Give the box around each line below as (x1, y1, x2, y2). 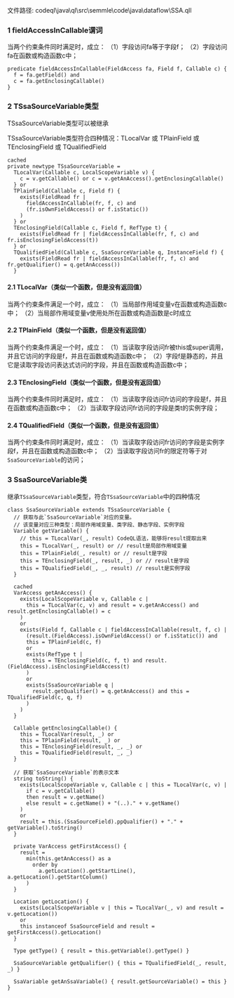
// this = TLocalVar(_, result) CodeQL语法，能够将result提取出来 (20, 535, 207, 542)
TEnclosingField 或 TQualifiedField (7, 143, 107, 151)
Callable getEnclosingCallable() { (13, 725, 118, 732)
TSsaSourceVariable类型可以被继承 (7, 119, 109, 127)
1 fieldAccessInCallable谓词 (7, 25, 103, 35)
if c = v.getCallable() (25, 787, 96, 794)
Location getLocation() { (13, 898, 90, 905)
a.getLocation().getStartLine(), (38, 867, 137, 874)
